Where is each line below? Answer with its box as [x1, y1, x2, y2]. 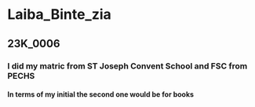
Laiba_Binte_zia [7, 6, 111, 24]
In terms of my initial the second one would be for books [7, 90, 194, 99]
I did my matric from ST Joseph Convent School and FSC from [7, 61, 248, 72]
